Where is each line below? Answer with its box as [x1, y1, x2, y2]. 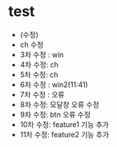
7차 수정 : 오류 [19, 89, 65, 99]
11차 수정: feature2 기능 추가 [19, 129, 110, 139]
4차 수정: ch [19, 59, 58, 70]
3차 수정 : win [19, 50, 64, 59]
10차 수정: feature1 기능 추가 [19, 119, 110, 129]
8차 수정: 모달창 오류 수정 [19, 99, 100, 109]
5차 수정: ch [19, 70, 58, 79]
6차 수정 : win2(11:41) [19, 79, 88, 89]
